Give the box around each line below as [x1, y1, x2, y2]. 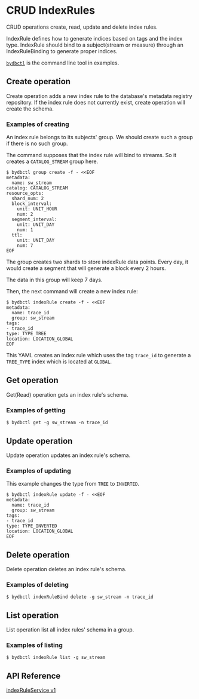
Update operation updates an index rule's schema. [6, 452, 131, 459]
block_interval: [11, 201, 52, 207]
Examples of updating [6, 467, 72, 475]
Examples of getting [6, 406, 66, 414]
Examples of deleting [6, 581, 69, 588]
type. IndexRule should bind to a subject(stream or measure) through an [6, 41, 183, 48]
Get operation [6, 375, 59, 385]
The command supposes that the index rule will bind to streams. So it [6, 152, 177, 159]
